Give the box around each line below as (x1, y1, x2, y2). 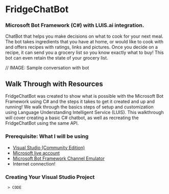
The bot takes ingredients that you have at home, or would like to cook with (5, 39, 163, 45)
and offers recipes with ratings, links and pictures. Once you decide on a (5, 44, 158, 50)
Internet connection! (12, 160, 56, 167)
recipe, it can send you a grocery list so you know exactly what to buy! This (5, 49, 164, 56)
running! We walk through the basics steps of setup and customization (5, 104, 154, 110)
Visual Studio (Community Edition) (12, 144, 85, 151)
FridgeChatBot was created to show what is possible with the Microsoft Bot (5, 93, 164, 99)
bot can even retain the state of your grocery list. (5, 55, 108, 61)
